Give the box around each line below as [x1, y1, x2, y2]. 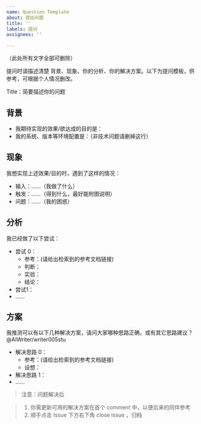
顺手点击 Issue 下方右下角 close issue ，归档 [30, 411, 143, 419]
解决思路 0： [15, 348, 48, 356]
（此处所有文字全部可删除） [6, 54, 76, 62]
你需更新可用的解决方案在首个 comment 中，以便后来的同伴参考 [30, 404, 191, 411]
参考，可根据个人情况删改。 [6, 75, 76, 82]
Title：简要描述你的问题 [6, 88, 66, 95]
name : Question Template [6, 9, 69, 15]
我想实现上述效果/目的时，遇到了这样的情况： [6, 169, 121, 177]
